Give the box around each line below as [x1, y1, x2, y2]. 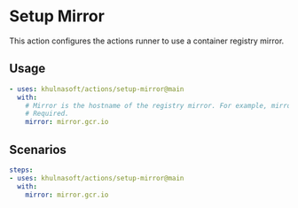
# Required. [25, 109, 69, 119]
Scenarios [9, 142, 67, 157]
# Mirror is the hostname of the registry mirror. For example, [25, 101, 268, 110]
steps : [9, 166, 34, 174]
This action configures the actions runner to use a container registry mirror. [9, 35, 285, 46]
